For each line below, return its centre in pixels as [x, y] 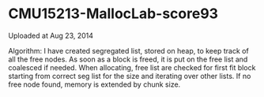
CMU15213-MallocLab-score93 [113, 14]
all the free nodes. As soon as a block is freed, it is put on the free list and [128, 59]
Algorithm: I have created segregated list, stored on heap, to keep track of [128, 50]
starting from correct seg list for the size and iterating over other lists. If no [130, 76]
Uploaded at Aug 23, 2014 [51, 35]
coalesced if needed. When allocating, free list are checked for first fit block [132, 67]
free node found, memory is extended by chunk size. [94, 84]
